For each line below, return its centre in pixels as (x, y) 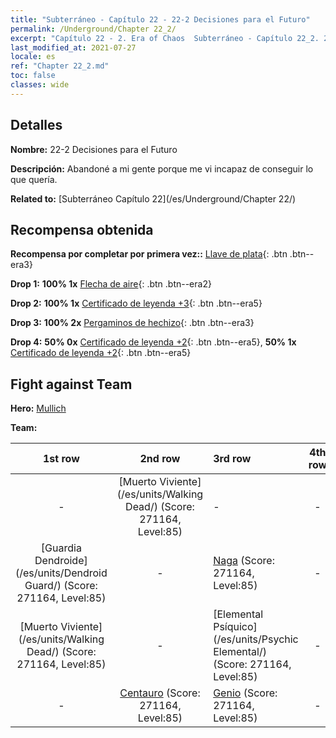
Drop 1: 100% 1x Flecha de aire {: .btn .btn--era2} (111, 284)
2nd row (160, 459)
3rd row (232, 459)
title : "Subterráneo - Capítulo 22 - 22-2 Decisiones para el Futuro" (160, 19)
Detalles (36, 125)
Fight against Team (71, 384)
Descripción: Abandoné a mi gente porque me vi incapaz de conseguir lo (162, 168)
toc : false (33, 76)
